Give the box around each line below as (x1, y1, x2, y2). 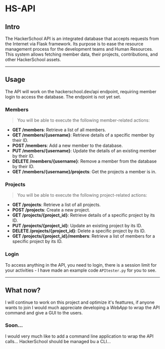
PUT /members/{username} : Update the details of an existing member (12, 148, 157, 154)
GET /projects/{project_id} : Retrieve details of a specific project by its (12, 212, 155, 218)
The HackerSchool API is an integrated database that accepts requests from (5, 35, 159, 41)
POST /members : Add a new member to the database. (12, 142, 123, 148)
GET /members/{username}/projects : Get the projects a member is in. (12, 169, 157, 175)
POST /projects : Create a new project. (12, 207, 90, 213)
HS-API (5, 3, 36, 14)
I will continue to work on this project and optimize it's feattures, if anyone (5, 299, 155, 305)
